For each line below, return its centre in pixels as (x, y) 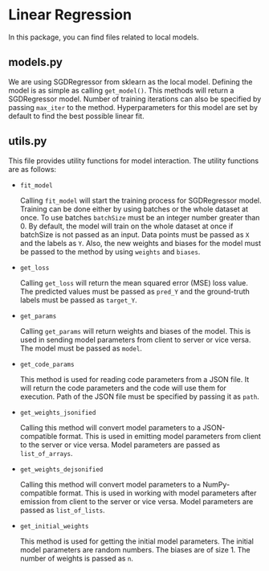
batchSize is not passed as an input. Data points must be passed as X (134, 234)
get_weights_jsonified (58, 413)
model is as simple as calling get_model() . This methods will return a (121, 90)
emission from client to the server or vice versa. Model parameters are (137, 501)
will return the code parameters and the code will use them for (123, 388)
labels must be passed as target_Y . (79, 300)
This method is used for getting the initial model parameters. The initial (137, 541)
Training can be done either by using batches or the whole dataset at (134, 209)
